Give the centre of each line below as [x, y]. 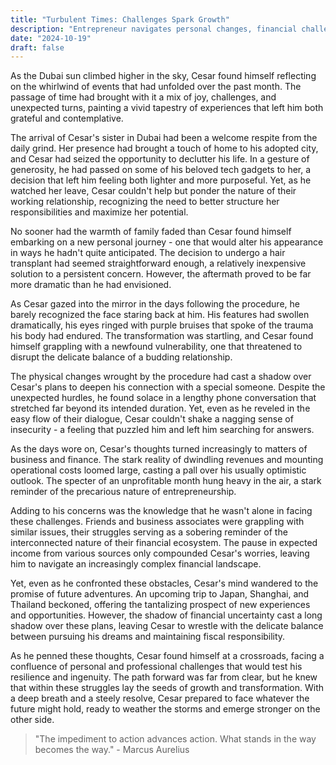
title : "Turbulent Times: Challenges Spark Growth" [120, 19]
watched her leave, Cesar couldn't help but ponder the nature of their [153, 191]
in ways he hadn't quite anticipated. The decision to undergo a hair [148, 253]
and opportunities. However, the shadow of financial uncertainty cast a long [166, 615]
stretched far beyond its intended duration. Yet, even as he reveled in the [160, 408]
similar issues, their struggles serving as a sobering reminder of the [149, 532]
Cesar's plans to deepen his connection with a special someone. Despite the [168, 387]
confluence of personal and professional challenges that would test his [156, 667]
